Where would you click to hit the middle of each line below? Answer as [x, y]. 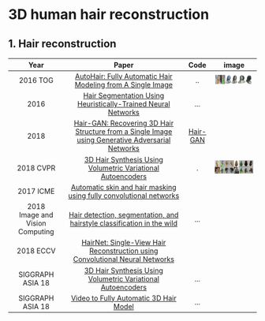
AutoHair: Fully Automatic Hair [123, 76]
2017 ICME [36, 192]
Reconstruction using [124, 251]
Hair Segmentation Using [124, 95]
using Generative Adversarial [124, 140]
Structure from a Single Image [123, 132]
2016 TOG [36, 80]
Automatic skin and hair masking [123, 187]
